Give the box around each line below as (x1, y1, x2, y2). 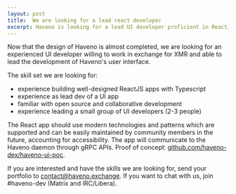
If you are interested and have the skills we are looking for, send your (7, 164, 207, 173)
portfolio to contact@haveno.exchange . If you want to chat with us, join (7, 172, 214, 180)
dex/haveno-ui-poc (7, 150, 63, 159)
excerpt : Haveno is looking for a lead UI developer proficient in (7, 23, 209, 30)
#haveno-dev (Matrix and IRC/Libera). (7, 179, 117, 188)
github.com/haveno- (167, 143, 227, 152)
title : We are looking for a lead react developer (7, 17, 162, 24)
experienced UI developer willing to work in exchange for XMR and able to (7, 50, 223, 58)
